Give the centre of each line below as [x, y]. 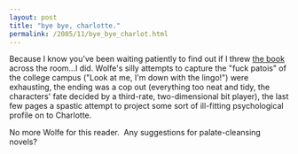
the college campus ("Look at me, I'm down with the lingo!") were [129, 78]
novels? [24, 142]
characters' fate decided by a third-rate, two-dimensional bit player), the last [149, 96]
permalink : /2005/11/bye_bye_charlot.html [89, 34]
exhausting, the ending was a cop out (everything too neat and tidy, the [140, 87]
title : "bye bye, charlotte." [65, 26]
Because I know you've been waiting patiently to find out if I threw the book [147, 59]
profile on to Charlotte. [51, 115]
